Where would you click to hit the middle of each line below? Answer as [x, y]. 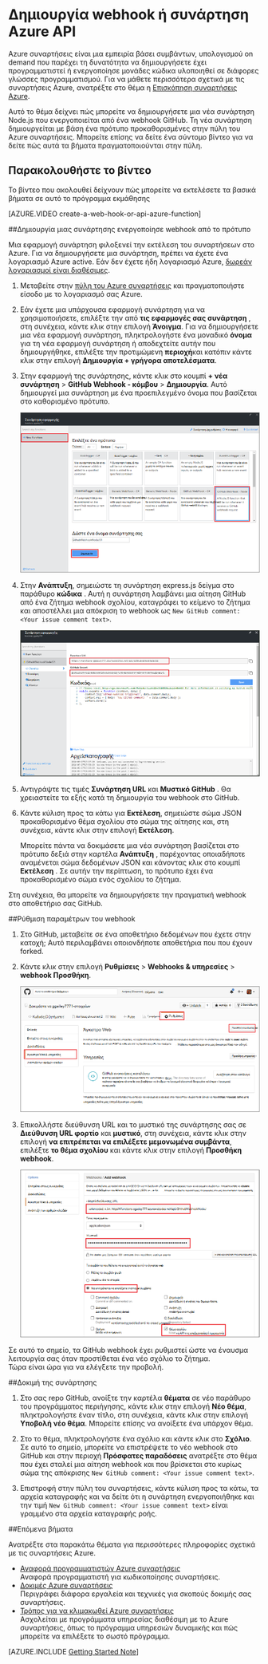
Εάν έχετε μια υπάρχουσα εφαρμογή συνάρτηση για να [112, 310]
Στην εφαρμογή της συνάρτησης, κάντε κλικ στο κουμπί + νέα [124, 376]
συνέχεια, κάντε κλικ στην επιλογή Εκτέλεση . [97, 830]
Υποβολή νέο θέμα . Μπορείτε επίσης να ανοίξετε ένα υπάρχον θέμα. [136, 1423]
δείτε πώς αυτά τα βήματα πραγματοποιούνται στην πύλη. [105, 145]
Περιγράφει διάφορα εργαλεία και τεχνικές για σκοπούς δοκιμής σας [136, 1594]
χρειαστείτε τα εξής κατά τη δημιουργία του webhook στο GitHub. [130, 798]
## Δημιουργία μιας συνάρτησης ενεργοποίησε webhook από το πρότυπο [130, 229]
